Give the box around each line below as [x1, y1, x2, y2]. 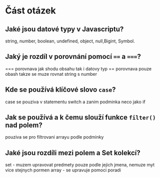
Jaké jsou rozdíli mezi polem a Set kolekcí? [5, 149, 141, 157]
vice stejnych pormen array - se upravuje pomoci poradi [5, 167, 121, 173]
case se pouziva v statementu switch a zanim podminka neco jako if [5, 99, 146, 105]
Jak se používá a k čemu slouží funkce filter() [5, 113, 156, 122]
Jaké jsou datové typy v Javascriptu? [5, 25, 124, 33]
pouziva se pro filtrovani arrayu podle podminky [5, 134, 104, 140]
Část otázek [5, 5, 56, 16]
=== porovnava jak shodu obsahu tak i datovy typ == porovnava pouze [5, 65, 151, 72]
